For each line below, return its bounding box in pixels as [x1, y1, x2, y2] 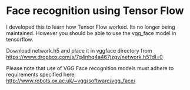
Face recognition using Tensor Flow [6, 4, 184, 18]
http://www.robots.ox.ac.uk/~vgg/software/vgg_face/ [6, 77, 136, 84]
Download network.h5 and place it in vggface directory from [6, 47, 152, 54]
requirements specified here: [6, 71, 76, 78]
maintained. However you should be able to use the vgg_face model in [6, 29, 176, 36]
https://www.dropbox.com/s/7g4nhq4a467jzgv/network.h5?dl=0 [6, 53, 163, 60]
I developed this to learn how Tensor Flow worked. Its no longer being [6, 23, 175, 30]
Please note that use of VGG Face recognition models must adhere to [6, 64, 174, 71]
